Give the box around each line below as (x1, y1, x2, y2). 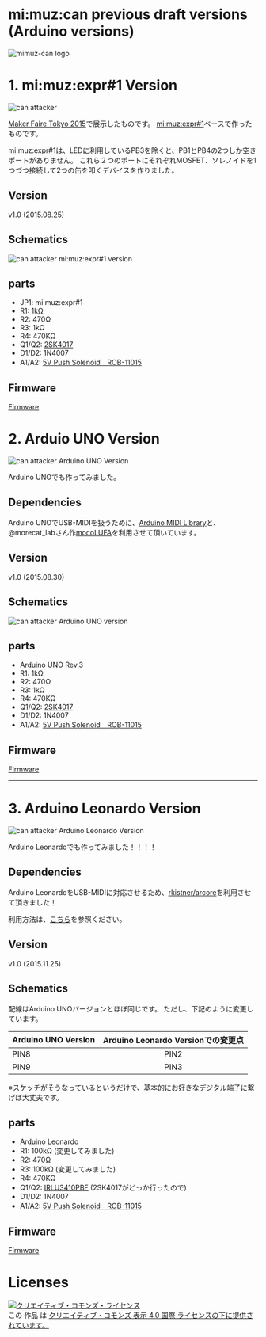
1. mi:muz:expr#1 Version (8, 77, 178, 94)
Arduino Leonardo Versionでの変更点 (102, 1034, 244, 1046)
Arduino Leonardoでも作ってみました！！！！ (8, 842, 157, 852)
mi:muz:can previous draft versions (8, 6, 248, 24)
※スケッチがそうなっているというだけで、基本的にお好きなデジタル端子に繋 (8, 1083, 255, 1092)
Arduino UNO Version (12, 1034, 96, 1045)
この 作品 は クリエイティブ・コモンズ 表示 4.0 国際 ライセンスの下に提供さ (8, 1311, 253, 1320)
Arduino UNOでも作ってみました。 (8, 473, 121, 482)
